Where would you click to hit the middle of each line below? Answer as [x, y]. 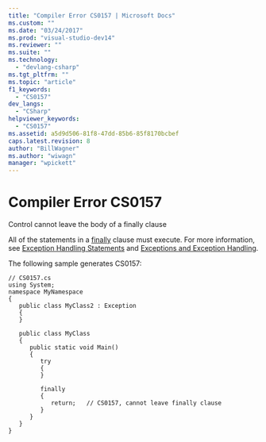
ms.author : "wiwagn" [42, 156]
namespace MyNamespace [46, 292]
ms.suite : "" [30, 52]
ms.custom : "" [32, 23]
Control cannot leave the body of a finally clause [87, 225]
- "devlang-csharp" [48, 67]
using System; [32, 285]
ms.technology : [33, 60]
